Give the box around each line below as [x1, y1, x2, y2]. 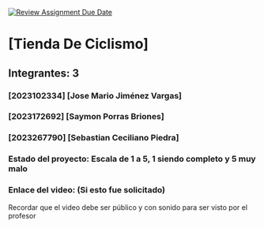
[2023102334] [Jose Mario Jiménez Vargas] [8, 90, 183, 101]
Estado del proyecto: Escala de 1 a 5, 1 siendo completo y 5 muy [8, 154, 256, 165]
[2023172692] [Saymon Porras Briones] [8, 111, 164, 122]
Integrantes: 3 [8, 66, 80, 80]
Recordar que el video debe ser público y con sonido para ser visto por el [8, 202, 247, 212]
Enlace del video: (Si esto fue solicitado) [8, 185, 166, 196]
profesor [8, 211, 36, 220]
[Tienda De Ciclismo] [8, 36, 149, 53]
